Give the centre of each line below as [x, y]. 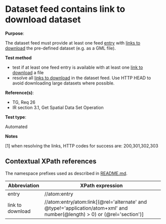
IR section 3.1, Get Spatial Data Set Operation [58, 107]
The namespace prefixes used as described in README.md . [66, 173]
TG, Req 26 [24, 102]
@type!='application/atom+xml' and [86, 208]
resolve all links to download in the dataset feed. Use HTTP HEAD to [82, 78]
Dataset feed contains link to [65, 9]
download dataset [43, 20]
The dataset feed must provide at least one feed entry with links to [73, 43]
